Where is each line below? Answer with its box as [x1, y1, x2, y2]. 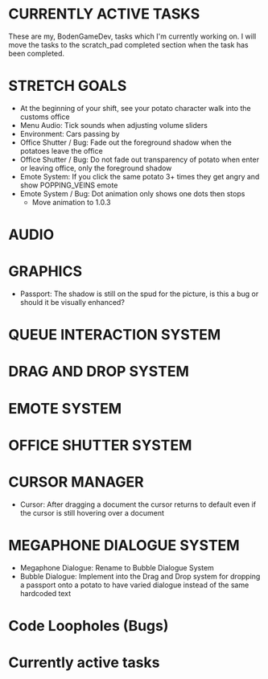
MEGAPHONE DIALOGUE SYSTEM [8, 536, 240, 554]
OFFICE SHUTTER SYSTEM [8, 436, 192, 455]
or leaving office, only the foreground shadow [19, 163, 172, 173]
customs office [19, 112, 70, 121]
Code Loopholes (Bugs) [8, 616, 169, 635]
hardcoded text [19, 588, 71, 598]
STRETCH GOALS [8, 77, 127, 95]
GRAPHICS [8, 262, 83, 281]
